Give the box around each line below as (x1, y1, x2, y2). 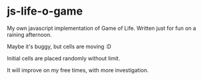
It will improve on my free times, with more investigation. (7, 66, 149, 74)
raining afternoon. (7, 31, 52, 38)
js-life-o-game (7, 4, 83, 18)
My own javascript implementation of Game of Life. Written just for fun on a (7, 24, 197, 32)
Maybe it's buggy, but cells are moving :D (7, 43, 112, 50)
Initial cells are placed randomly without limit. (7, 54, 121, 62)
